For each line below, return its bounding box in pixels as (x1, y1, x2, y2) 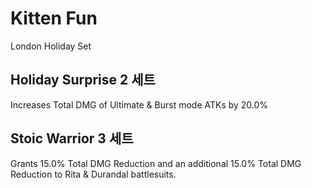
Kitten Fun (10, 7, 98, 30)
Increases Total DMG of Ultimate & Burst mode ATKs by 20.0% (10, 98, 269, 111)
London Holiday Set (10, 40, 92, 52)
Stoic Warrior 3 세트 (10, 130, 134, 147)
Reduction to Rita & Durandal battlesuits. (10, 168, 177, 180)
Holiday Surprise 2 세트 (10, 72, 156, 89)
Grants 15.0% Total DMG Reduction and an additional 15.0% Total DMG (10, 157, 302, 169)
